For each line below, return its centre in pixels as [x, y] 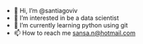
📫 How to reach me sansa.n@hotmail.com [75, 33]
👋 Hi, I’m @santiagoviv [46, 11]
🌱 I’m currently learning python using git [71, 25]
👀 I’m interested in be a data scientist [66, 18]
